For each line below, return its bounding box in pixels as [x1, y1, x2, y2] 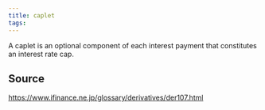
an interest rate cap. [8, 49, 74, 59]
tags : [8, 19, 26, 27]
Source [8, 72, 45, 85]
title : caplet [8, 11, 56, 20]
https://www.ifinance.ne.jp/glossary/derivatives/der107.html [8, 93, 204, 103]
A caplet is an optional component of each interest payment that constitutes [8, 40, 257, 50]
